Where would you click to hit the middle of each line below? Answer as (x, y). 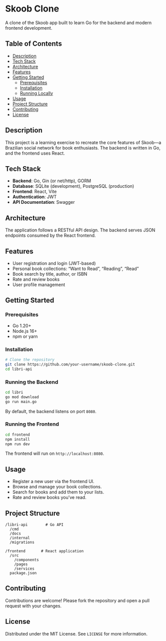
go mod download (22, 397)
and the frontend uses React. (35, 153)
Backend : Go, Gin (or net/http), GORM (52, 181)
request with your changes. (33, 606)
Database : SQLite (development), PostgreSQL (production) (73, 186)
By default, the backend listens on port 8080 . (51, 411)
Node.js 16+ (25, 331)
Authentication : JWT (34, 197)
